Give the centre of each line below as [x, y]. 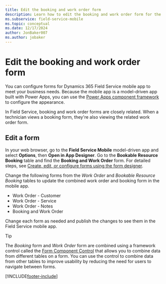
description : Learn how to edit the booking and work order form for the [83, 14]
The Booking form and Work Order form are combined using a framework [80, 245]
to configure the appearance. [35, 102]
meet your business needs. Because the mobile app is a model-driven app [81, 91]
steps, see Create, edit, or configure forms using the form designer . [74, 166]
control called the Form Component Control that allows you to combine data [83, 251]
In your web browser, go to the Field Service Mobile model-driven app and [82, 150]
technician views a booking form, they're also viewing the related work [78, 117]
